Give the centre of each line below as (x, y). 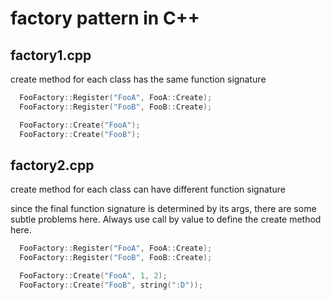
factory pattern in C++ (105, 18)
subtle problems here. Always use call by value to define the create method (166, 219)
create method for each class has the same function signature (138, 79)
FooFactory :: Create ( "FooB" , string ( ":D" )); (111, 285)
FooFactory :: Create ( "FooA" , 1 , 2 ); (93, 276)
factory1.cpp (51, 55)
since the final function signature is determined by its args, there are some (163, 209)
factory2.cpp (52, 165)
